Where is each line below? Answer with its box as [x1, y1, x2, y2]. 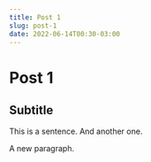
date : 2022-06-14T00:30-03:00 [9, 29, 121, 38]
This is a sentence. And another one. [9, 126, 143, 137]
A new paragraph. [9, 143, 75, 154]
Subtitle [9, 103, 54, 118]
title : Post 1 [9, 12, 62, 22]
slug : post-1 [9, 21, 57, 30]
